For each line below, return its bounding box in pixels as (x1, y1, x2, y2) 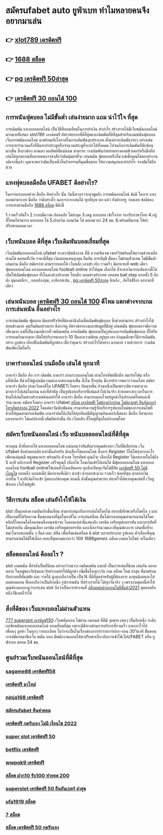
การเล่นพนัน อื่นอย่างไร (5, 305, 60, 313)
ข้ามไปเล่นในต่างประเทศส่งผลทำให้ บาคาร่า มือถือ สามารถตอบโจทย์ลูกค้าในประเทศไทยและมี (5, 394, 150, 400)
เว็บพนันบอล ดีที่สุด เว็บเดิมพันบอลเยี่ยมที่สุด (5, 237, 110, 245)
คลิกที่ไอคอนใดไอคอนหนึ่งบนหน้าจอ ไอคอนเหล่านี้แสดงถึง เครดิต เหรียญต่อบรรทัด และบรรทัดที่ (5, 519, 157, 525)
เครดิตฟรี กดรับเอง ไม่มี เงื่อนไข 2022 (5, 720, 77, 727)
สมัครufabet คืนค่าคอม (5, 707, 51, 714)
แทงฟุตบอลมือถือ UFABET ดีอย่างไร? (5, 178, 98, 187)
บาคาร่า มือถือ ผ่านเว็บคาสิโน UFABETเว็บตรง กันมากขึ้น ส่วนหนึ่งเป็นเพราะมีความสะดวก (5, 383, 147, 389)
